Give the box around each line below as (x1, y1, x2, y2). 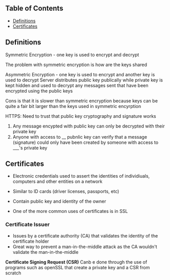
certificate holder (12, 238, 50, 244)
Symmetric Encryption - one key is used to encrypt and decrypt (5, 51, 139, 58)
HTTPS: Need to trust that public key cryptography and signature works (5, 113, 157, 119)
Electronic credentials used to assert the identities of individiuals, (12, 173, 150, 179)
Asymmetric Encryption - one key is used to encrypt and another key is (5, 71, 155, 77)
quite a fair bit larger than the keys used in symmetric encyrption (5, 103, 141, 109)
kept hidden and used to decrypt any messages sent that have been (5, 82, 149, 89)
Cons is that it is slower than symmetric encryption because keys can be (5, 97, 158, 104)
